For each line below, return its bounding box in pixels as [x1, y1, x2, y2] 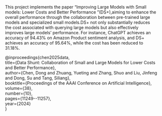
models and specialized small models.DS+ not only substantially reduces [5, 19, 150, 25]
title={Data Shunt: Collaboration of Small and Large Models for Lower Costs [5, 60, 156, 65]
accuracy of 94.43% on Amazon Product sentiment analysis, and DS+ [5, 35, 145, 41]
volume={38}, [5, 86, 33, 91]
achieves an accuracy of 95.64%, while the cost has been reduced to [5, 40, 144, 45]
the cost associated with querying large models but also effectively [5, 25, 139, 30]
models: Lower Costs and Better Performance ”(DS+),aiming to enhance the [5, 9, 156, 15]
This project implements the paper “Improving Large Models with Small [5, 4, 147, 10]
